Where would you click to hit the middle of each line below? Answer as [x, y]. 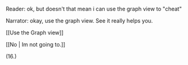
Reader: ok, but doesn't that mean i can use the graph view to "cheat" [94, 9]
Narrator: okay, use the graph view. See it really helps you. [79, 21]
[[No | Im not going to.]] [36, 44]
